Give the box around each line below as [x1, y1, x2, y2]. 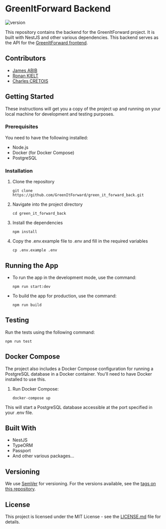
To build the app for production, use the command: [12, 292, 117, 299]
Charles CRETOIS [12, 78, 49, 84]
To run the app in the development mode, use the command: [12, 274, 137, 280]
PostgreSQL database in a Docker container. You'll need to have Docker [5, 371, 153, 377]
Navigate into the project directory [12, 201, 83, 207]
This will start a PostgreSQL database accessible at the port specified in [5, 404, 153, 410]
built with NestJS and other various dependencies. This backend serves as [5, 34, 159, 40]
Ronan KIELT [12, 73, 39, 79]
